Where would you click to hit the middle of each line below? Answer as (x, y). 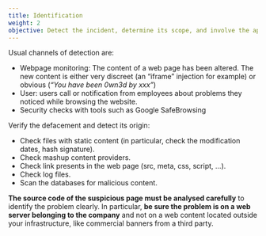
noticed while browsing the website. (78, 102)
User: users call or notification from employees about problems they (131, 93)
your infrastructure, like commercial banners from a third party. (111, 223)
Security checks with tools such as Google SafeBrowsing (113, 110)
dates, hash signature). (57, 149)
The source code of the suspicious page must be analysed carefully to (126, 198)
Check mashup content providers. (75, 158)
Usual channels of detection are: (61, 53)
